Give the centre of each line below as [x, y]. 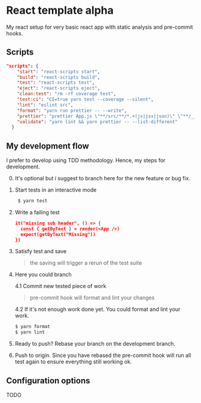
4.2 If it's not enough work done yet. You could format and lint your [98, 310]
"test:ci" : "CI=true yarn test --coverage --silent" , [85, 99]
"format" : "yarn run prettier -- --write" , [72, 110]
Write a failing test [37, 212]
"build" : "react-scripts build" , [59, 77]
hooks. [15, 33]
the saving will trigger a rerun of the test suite [86, 263]
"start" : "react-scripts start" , [59, 72]
